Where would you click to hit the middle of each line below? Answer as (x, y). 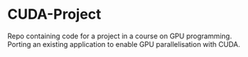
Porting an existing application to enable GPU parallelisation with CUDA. (124, 44)
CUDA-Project (54, 14)
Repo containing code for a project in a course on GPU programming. (120, 36)
